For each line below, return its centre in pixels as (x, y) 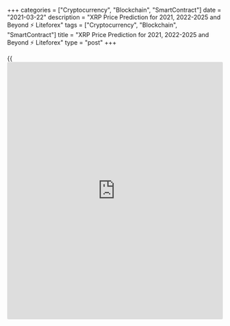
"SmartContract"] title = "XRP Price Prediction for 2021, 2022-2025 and (108, 35)
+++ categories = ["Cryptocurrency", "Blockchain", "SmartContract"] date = (114, 10)
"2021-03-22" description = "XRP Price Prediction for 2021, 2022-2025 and (114, 17)
